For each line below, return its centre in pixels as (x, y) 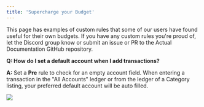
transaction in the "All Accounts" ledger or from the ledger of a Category (98, 79)
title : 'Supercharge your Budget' (51, 12)
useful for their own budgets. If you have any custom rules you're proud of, (101, 36)
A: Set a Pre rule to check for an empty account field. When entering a (96, 72)
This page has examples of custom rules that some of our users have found (102, 29)
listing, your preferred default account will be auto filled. (77, 86)
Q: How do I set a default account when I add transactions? (83, 61)
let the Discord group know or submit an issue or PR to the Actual (89, 42)
